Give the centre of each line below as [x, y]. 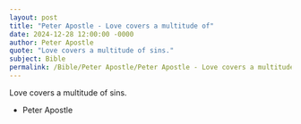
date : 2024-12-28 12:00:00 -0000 [72, 34]
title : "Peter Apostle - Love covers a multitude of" [112, 26]
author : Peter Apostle [52, 42]
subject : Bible [38, 59]
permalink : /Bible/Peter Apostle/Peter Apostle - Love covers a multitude [152, 68]
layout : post [34, 17]
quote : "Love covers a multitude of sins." [92, 51]
